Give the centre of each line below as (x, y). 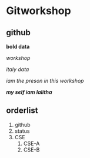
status (22, 131)
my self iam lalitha (29, 92)
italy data (18, 69)
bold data (18, 46)
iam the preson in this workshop (45, 81)
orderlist (22, 111)
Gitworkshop (39, 11)
